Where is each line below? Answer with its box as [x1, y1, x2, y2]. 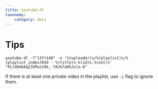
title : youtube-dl [5, 7, 44, 13]
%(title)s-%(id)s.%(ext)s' [55, 60, 113, 65]
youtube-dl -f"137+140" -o [5, 55, 62, 61]
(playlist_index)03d [5, 60, 49, 65]
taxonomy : [5, 12, 26, 17]
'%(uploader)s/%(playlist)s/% [64, 55, 129, 61]
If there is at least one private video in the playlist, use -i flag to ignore [5, 73, 153, 79]
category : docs [14, 17, 47, 22]
